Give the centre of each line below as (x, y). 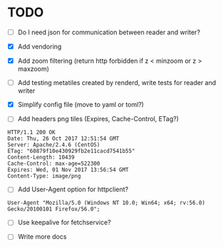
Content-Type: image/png (44, 176)
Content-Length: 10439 (41, 158)
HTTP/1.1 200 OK (31, 133)
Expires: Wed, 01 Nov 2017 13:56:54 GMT (68, 170)
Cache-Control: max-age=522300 (54, 164)
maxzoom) (33, 69)
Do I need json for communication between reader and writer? (109, 32)
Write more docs (42, 237)
